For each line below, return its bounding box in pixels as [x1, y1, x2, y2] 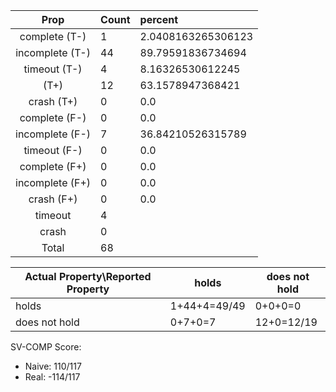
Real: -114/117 [24, 371, 81, 383]
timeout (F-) [23, 144, 83, 157]
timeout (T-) [23, 62, 83, 76]
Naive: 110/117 [24, 360, 82, 372]
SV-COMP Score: [10, 341, 82, 353]
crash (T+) [28, 95, 78, 108]
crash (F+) [28, 192, 78, 206]
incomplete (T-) [15, 46, 91, 59]
